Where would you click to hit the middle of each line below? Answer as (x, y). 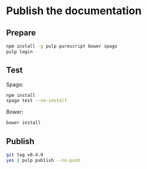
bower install (24, 123)
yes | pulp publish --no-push (43, 160)
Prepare (21, 33)
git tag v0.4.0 (25, 155)
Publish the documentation (74, 11)
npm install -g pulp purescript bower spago (62, 46)
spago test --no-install (37, 101)
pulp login (19, 51)
